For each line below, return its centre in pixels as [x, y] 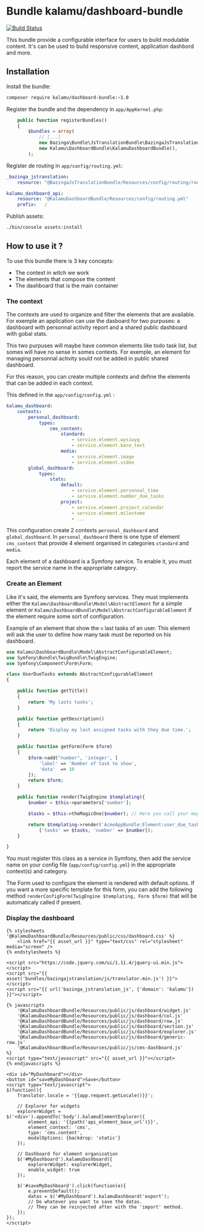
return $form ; [46, 780]
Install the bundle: [29, 86]
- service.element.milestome [108, 513]
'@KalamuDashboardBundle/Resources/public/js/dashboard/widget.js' [104, 1010]
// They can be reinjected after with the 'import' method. [106, 1207]
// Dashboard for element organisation [68, 1154]
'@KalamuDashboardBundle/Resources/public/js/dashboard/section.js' [106, 1026]
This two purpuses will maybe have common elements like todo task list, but [102, 346]
